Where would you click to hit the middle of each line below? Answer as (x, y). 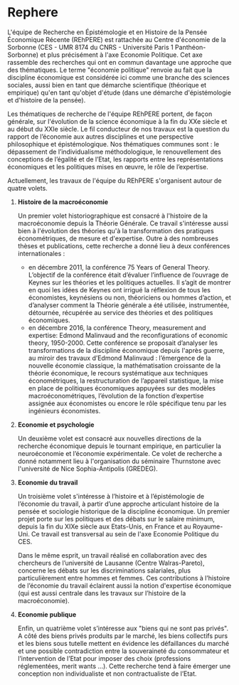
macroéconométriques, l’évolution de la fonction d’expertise (116, 395)
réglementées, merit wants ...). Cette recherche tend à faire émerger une (124, 666)
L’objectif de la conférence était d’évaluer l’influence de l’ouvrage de (128, 275)
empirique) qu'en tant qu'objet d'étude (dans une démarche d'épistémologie (119, 92)
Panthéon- (190, 47)
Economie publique (47, 614)
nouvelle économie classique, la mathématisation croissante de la (124, 365)
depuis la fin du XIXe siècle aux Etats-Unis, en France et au (104, 526)
